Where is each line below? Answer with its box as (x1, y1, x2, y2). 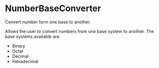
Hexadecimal (12, 58, 39, 64)
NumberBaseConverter (5, 3, 101, 14)
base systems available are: (5, 34, 61, 39)
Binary (12, 43, 25, 49)
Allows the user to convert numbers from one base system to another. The (5, 28, 154, 34)
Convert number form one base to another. (5, 19, 91, 25)
